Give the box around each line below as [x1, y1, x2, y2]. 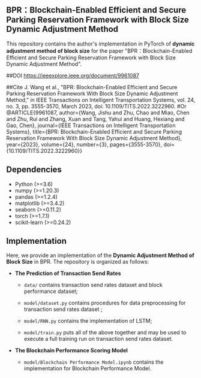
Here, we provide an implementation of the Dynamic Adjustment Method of [6, 252, 195, 259]
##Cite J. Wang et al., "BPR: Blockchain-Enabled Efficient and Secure [6, 83, 178, 90]
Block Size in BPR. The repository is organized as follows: [6, 258, 149, 265]
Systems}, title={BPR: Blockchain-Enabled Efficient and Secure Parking [6, 128, 182, 135]
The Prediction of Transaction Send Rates [14, 270, 121, 277]
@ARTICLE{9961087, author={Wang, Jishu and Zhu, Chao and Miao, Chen [6, 109, 190, 116]
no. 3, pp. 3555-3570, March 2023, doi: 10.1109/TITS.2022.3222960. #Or [6, 102, 187, 110]
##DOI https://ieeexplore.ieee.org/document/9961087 [6, 72, 140, 79]
